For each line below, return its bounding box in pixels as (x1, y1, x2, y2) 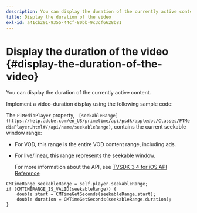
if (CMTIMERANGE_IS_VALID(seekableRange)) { (6, 186, 117, 192)
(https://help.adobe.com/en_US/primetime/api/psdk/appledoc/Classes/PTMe (6, 118, 191, 124)
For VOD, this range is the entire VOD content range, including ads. (14, 141, 176, 148)
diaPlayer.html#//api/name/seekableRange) (6, 124, 111, 130)
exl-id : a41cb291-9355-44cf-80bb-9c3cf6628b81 (6, 19, 122, 25)
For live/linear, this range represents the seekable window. (14, 152, 156, 159)
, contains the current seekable (111, 123, 186, 130)
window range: (6, 130, 42, 137)
